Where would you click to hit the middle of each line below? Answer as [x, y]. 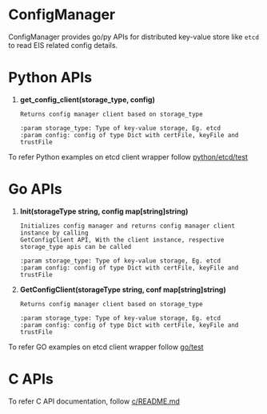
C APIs [31, 379]
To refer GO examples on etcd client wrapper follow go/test [106, 347]
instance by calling [54, 233]
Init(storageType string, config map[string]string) [104, 211]
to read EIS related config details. [63, 45]
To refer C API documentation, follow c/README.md [94, 401]
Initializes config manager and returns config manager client [128, 226]
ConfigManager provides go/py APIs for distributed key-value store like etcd [134, 37]
